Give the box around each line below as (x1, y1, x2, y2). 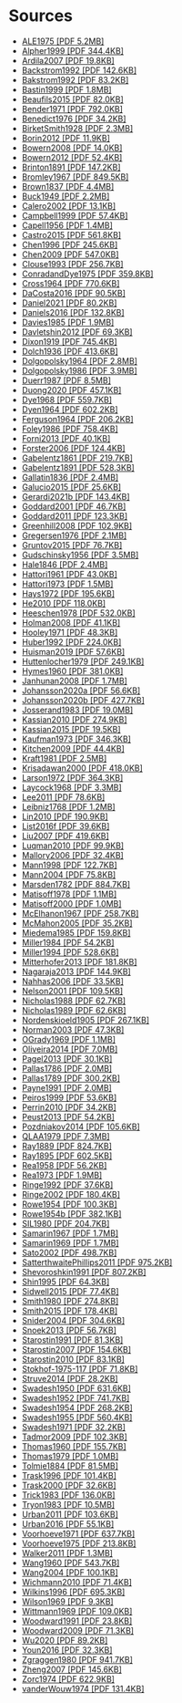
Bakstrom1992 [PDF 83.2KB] (21, 74, 129, 85)
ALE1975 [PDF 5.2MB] (21, 36, 105, 47)
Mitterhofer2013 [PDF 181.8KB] (21, 956, 137, 967)
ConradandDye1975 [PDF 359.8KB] (21, 268, 154, 279)
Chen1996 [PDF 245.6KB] (21, 239, 118, 250)
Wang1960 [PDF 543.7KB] (21, 1557, 120, 1568)
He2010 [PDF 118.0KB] (21, 597, 106, 608)
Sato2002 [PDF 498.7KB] (21, 1247, 117, 1258)
